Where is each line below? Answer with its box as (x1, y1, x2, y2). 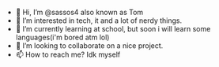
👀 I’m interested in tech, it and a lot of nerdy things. (15, 16, 183, 25)
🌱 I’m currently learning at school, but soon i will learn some (15, 24, 211, 33)
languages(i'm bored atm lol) (15, 32, 110, 42)
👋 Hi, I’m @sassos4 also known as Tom (15, 8, 144, 17)
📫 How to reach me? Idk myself (15, 50, 121, 59)
